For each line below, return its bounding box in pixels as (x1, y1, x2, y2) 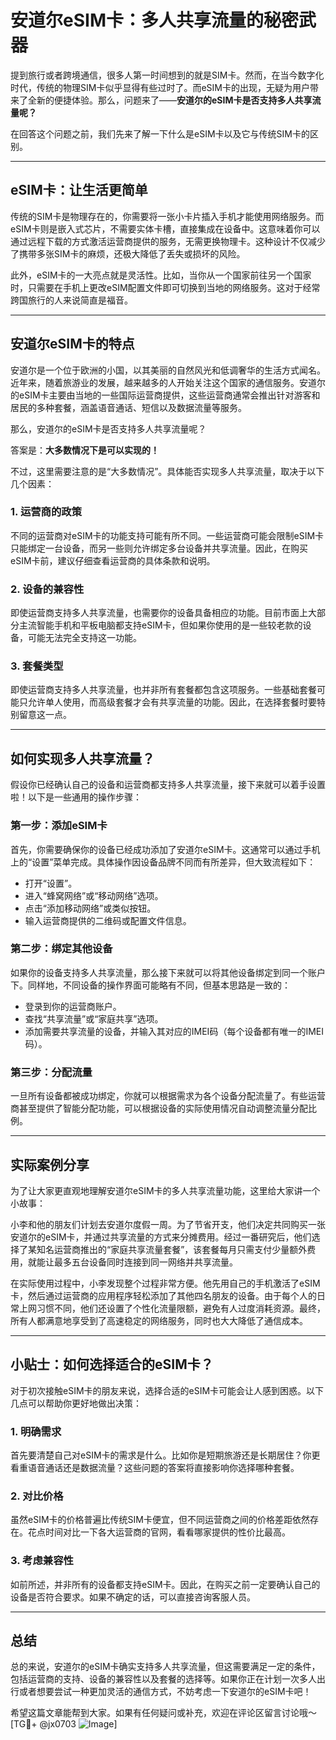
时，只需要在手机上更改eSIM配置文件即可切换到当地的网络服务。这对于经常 (10, 281, 321, 293)
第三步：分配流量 (10, 1065, 93, 1079)
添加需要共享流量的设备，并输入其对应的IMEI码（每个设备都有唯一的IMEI (24, 1025, 324, 1037)
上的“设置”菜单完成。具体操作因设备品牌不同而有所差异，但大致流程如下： (10, 856, 317, 868)
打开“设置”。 (24, 877, 78, 889)
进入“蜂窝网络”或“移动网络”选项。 (24, 889, 164, 901)
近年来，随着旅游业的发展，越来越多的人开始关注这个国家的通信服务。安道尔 (10, 376, 326, 388)
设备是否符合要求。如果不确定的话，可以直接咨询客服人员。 (10, 1591, 256, 1603)
